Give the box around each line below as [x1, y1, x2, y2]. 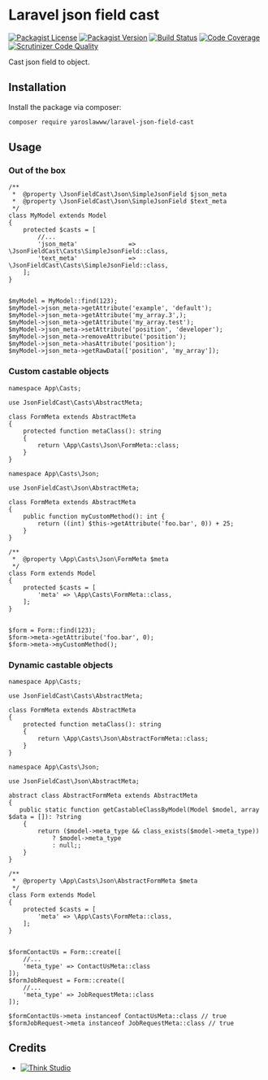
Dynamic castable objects [8, 659, 114, 670]
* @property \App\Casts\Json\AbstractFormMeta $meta [11, 877, 198, 885]
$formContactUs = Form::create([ [8, 947, 122, 956]
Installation [8, 81, 67, 94]
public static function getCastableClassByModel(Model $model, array [19, 805, 260, 814]
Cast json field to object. [8, 57, 90, 67]
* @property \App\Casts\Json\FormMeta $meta [11, 555, 169, 563]
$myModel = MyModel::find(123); [8, 297, 118, 306]
